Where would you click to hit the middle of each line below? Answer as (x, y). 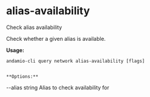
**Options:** (22, 76)
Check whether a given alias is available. (56, 38)
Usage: (15, 50)
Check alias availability (34, 27)
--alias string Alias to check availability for (58, 88)
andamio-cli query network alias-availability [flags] (76, 61)
